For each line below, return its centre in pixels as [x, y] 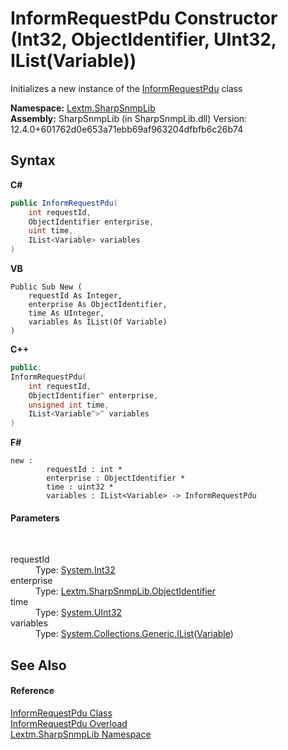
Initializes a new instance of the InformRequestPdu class [126, 88]
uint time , [51, 231]
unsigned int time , [69, 405]
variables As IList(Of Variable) [98, 322]
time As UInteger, [66, 313]
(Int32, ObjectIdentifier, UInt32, [143, 39]
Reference [32, 691]
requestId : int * [84, 470]
